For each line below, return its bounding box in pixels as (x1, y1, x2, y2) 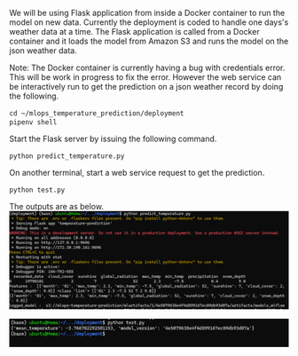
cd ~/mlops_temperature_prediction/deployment (9, 109, 184, 118)
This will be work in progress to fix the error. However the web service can (9, 72, 282, 83)
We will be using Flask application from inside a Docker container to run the (9, 8, 286, 18)
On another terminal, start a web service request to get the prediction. (9, 168, 265, 178)
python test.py (9, 186, 66, 194)
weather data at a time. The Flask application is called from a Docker (9, 27, 260, 36)
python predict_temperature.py (9, 152, 125, 161)
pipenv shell (9, 118, 58, 127)
